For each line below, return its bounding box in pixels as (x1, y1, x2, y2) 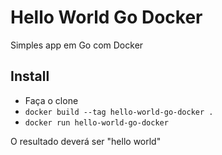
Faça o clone (24, 94, 79, 106)
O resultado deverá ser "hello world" (10, 135, 162, 147)
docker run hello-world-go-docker (24, 117, 169, 128)
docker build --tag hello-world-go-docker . (24, 107, 214, 117)
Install (10, 68, 50, 85)
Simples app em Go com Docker (10, 39, 144, 51)
